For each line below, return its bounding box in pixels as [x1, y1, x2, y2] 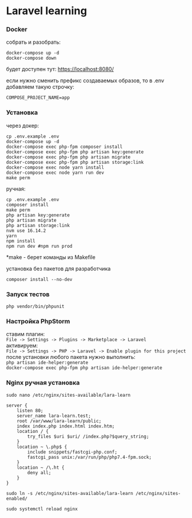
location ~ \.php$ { [17, 443, 67, 450]
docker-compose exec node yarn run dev [6, 170, 105, 176]
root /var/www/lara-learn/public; [17, 418, 102, 424]
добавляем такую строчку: [6, 83, 75, 90]
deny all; [27, 470, 51, 475]
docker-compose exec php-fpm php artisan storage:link [6, 159, 144, 165]
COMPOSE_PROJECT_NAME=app [6, 95, 70, 101]
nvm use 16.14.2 [6, 228, 46, 234]
